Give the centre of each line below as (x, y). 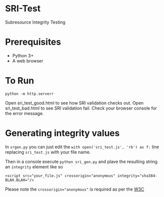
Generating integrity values (62, 133)
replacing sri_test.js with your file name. (48, 152)
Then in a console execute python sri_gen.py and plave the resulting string (81, 161)
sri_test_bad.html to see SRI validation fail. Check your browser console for (81, 108)
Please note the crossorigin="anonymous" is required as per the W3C (75, 189)
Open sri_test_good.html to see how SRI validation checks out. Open (74, 103)
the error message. (25, 113)
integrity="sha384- (137, 176)
